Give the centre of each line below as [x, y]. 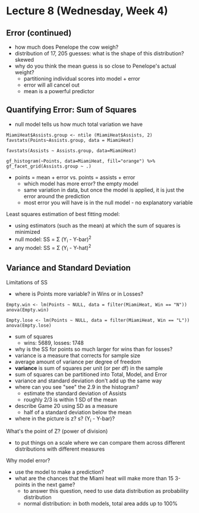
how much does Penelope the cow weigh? [67, 47]
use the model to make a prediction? [59, 472]
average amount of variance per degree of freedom [78, 362]
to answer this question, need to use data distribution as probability [106, 491]
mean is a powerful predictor [59, 91]
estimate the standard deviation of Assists [75, 393]
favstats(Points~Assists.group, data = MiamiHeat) [70, 140]
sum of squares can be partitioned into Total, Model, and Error [91, 374]
